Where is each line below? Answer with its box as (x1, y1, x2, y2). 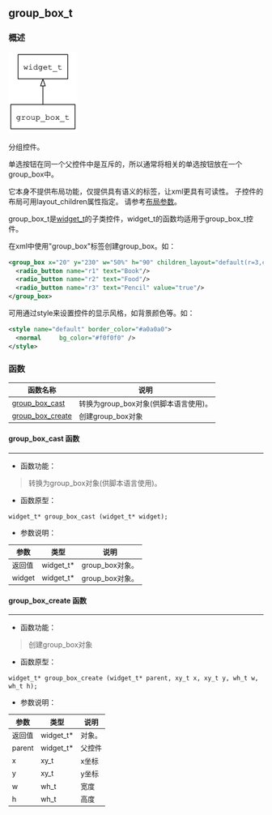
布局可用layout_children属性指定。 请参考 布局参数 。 (8, 196, 182, 206)
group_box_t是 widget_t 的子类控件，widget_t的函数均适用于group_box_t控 (8, 214, 253, 224)
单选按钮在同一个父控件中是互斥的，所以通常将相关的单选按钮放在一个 (8, 159, 243, 169)
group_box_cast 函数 (8, 433, 80, 444)
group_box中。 (8, 169, 59, 179)
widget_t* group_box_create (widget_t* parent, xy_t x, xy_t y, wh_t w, (8, 674, 259, 683)
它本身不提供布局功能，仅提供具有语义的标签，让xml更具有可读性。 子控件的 (8, 186, 264, 196)
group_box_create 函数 (8, 595, 87, 605)
